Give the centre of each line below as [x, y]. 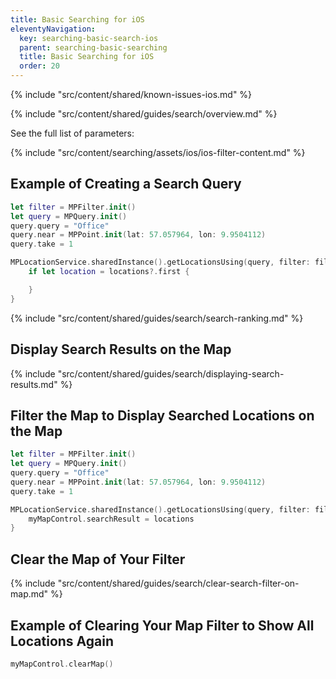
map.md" [29, 594]
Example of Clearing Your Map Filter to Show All [162, 625]
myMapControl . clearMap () [62, 664]
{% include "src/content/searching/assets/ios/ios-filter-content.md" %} [158, 152]
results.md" [34, 384]
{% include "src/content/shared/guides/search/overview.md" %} [144, 114]
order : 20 [39, 66]
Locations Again [62, 641]
